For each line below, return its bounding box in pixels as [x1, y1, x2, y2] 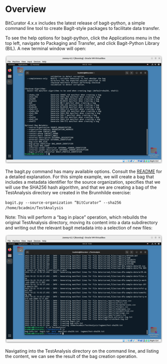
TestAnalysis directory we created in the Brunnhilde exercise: [5, 190, 131, 196]
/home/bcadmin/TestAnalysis [5, 206, 64, 211]
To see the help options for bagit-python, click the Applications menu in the [5, 35, 161, 41]
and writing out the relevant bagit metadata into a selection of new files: [5, 225, 153, 231]
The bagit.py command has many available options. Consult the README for [5, 168, 162, 175]
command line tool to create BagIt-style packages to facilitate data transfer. [5, 25, 161, 31]
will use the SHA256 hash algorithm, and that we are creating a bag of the [5, 184, 157, 190]
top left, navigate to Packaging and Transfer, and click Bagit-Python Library [5, 40, 160, 46]
